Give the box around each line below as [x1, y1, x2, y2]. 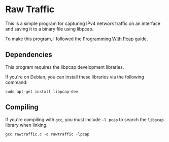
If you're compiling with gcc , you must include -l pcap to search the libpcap [5, 116, 164, 123]
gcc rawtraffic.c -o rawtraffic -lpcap [5, 131, 90, 137]
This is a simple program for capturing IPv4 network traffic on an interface [5, 20, 161, 26]
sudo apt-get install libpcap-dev [5, 89, 79, 94]
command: [5, 79, 28, 85]
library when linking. [5, 122, 48, 128]
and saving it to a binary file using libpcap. [5, 25, 94, 32]
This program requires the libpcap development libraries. [5, 64, 124, 70]
